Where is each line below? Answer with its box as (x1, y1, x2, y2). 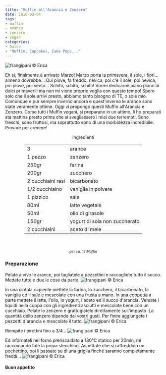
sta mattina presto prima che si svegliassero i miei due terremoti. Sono (5, 114, 149, 120)
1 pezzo (27, 153, 46, 160)
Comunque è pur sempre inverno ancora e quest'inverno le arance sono (5, 98, 153, 104)
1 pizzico (27, 194, 49, 201)
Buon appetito (5, 365, 35, 371)
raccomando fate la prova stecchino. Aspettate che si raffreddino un (5, 342, 145, 348)
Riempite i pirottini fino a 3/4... (5, 327, 67, 333)
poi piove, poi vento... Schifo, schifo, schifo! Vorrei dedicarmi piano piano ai (5, 82, 160, 88)
